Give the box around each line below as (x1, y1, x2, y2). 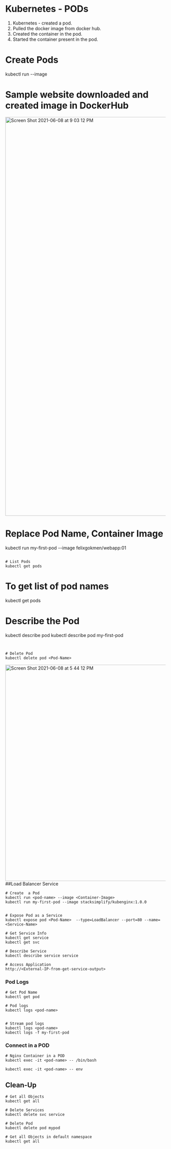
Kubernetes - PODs (5, 3, 89, 15)
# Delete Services (5, 1108, 44, 1113)
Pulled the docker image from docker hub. (12, 25, 102, 31)
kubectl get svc (5, 940, 40, 945)
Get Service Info (10, 931, 47, 936)
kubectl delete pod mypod (5, 1126, 60, 1131)
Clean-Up (5, 1081, 37, 1089)
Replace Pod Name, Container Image (5, 528, 164, 539)
